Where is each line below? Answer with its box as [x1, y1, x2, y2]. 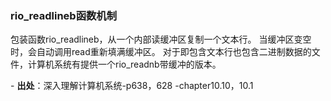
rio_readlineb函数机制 [10, 8, 118, 22]
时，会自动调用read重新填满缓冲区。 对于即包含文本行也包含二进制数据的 [10, 46, 312, 58]
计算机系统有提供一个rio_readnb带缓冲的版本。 [27, 58, 222, 71]
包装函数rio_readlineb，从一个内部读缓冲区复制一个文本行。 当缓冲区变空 [10, 33, 312, 46]
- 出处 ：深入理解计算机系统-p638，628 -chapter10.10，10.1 [10, 80, 254, 92]
